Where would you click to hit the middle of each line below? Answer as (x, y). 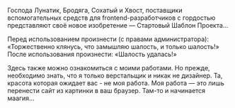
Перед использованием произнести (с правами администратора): (108, 39)
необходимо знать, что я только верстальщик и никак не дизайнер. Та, (115, 75)
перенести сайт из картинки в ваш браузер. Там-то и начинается (107, 91)
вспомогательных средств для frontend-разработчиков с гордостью (111, 18)
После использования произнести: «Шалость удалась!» (92, 54)
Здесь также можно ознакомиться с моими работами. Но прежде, (109, 68)
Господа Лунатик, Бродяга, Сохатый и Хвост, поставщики (95, 10)
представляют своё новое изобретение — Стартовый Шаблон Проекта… (118, 25)
